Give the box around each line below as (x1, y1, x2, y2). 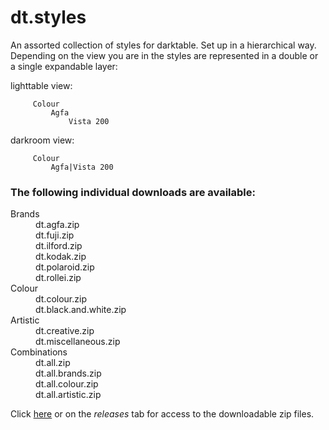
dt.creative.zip (35, 325, 95, 337)
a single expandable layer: (10, 60, 118, 72)
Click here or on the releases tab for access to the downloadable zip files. (10, 408, 315, 420)
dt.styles (10, 6, 87, 29)
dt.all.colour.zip (35, 378, 99, 390)
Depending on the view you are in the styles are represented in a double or (10, 49, 319, 61)
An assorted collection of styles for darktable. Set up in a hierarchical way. (10, 39, 317, 51)
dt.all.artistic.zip (35, 389, 102, 401)
